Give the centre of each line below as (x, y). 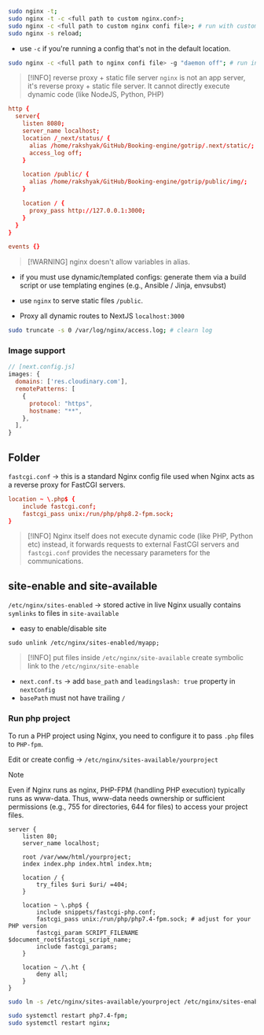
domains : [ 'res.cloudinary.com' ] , (71, 382)
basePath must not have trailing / (72, 698)
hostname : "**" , (55, 411)
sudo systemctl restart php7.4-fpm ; (68, 1016)
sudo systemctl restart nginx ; (59, 1023)
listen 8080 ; (44, 124)
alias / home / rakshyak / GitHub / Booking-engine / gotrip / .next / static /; (142, 146)
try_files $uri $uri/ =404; (82, 885)
